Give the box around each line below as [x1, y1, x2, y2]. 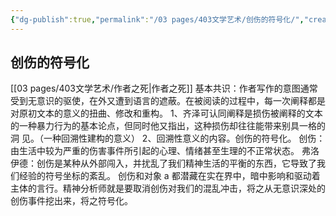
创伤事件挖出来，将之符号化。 [10, 195, 133, 207]
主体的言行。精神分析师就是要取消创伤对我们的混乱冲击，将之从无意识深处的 [10, 182, 326, 195]
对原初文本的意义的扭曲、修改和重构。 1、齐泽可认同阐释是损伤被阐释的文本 [10, 107, 323, 120]
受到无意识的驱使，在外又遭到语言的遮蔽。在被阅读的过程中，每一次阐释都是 [10, 95, 326, 107]
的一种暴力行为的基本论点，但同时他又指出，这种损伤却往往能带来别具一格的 [10, 120, 326, 132]
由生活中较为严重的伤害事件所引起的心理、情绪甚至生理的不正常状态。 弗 [10, 145, 311, 157]
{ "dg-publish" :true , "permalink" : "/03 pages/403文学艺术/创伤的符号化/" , [10, 14, 305, 25]
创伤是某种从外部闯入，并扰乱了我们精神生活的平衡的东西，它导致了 [36, 157, 317, 170]
